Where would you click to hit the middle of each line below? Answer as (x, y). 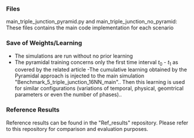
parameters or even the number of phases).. (68, 95)
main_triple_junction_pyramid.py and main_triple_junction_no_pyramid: (92, 22)
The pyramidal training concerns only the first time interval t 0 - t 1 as (96, 63)
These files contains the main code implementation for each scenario (90, 28)
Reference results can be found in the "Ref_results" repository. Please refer (97, 123)
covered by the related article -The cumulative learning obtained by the (101, 70)
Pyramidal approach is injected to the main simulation (79, 76)
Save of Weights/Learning (44, 43)
